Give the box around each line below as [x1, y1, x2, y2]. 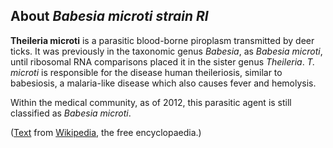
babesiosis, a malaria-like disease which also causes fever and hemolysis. [10, 77, 317, 89]
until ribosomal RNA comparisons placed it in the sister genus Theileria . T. [10, 55, 316, 68]
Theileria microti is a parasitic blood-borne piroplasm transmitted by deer [10, 34, 315, 46]
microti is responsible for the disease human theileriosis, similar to [10, 66, 283, 78]
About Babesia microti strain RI [10, 8, 209, 25]
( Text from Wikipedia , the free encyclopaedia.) [10, 126, 202, 138]
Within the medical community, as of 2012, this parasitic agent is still [10, 96, 292, 108]
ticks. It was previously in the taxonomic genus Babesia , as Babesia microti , [10, 45, 323, 57]
